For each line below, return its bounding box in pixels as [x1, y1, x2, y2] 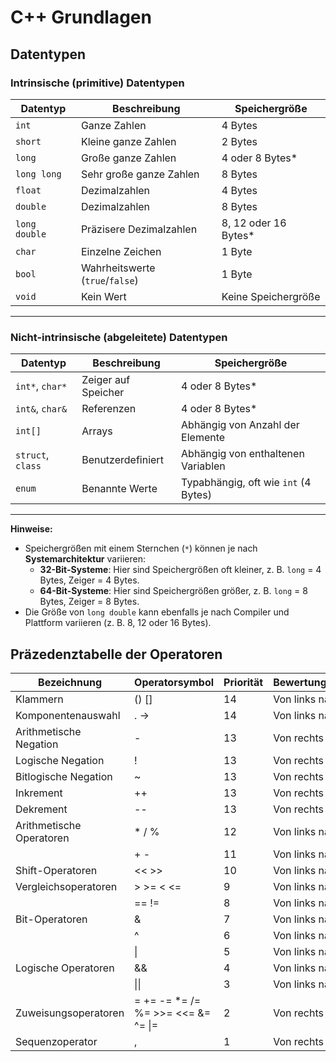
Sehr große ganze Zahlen [80, 167, 200, 181]
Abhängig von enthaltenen [181, 447, 305, 461]
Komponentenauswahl [15, 708, 121, 722]
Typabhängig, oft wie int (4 [181, 476, 312, 490]
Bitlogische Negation [15, 769, 113, 783]
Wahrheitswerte [80, 261, 156, 275]
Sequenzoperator [15, 1034, 98, 1048]
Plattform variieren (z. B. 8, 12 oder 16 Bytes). [24, 617, 212, 629]
